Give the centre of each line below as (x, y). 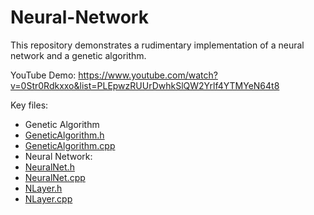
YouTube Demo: (43, 75)
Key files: (29, 105)
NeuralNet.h (49, 167)
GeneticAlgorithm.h (64, 135)
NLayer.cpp (48, 198)
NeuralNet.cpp (55, 177)
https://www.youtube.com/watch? (148, 75)
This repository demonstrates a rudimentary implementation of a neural (157, 45)
